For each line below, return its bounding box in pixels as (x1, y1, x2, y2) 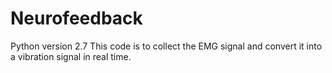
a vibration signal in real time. (10, 50, 132, 62)
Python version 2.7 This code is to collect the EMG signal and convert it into (10, 40, 323, 52)
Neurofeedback (10, 7, 143, 30)
